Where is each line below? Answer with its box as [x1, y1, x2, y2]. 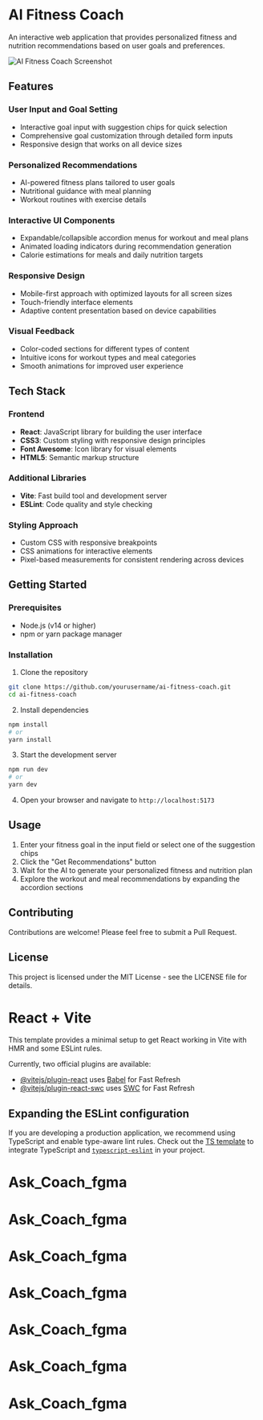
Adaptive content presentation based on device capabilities [19, 306, 216, 315]
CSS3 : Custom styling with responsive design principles [19, 435, 206, 445]
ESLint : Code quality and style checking [19, 499, 153, 508]
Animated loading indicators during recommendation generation [19, 241, 232, 251]
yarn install [8, 735, 52, 743]
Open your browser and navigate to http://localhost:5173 [19, 795, 215, 805]
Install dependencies [19, 705, 90, 714]
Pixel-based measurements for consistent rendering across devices [19, 555, 245, 565]
